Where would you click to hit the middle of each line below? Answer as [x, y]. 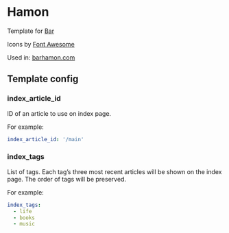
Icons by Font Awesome [41, 44]
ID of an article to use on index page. [59, 113]
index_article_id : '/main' [46, 139]
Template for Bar [31, 31]
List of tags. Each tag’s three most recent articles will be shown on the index [114, 171]
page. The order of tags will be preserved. [67, 179]
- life [23, 211]
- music [24, 224]
